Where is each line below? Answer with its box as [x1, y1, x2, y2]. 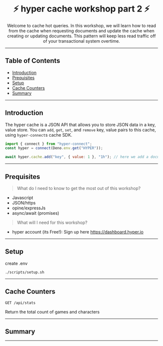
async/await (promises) [12, 210, 60, 216]
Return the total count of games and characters [5, 309, 100, 315]
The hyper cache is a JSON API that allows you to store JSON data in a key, [5, 122, 156, 127]
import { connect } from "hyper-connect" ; [5, 141, 92, 146]
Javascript [12, 195, 33, 201]
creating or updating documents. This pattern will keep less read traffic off [7, 33, 156, 39]
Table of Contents [5, 57, 61, 65]
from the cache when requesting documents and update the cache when [8, 28, 155, 33]
